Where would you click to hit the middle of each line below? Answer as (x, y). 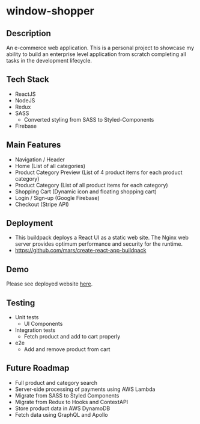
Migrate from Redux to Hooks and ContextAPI (71, 402)
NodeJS (25, 100)
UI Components (43, 324)
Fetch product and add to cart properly (72, 337)
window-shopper (50, 11)
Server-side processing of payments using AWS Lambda (85, 389)
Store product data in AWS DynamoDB (62, 408)
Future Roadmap (38, 368)
